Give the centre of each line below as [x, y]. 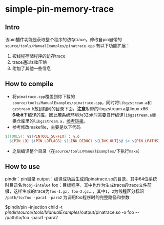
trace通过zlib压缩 [30, 62]
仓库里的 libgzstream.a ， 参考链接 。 [52, 121]
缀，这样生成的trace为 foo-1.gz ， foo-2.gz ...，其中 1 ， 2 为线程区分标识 [74, 191]
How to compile [29, 84]
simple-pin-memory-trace [59, 9]
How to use [22, 166]
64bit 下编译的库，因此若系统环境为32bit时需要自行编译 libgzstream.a [82, 115]
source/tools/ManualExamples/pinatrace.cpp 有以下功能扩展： [68, 46]
